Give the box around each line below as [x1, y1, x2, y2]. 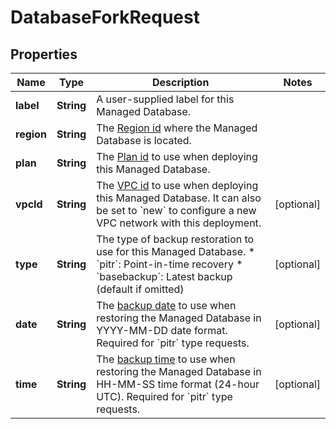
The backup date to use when [96, 299, 237, 312]
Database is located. [96, 134, 192, 147]
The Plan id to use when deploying [96, 150, 258, 163]
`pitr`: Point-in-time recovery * [96, 257, 243, 271]
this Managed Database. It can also [96, 191, 262, 205]
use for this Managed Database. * [96, 245, 256, 258]
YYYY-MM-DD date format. [96, 324, 228, 337]
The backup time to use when [96, 352, 236, 366]
